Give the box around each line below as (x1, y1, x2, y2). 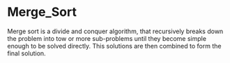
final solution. (7, 49, 47, 57)
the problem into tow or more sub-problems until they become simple (7, 34, 207, 42)
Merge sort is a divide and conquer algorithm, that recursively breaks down (7, 27, 224, 35)
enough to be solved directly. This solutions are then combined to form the (7, 42, 222, 50)
